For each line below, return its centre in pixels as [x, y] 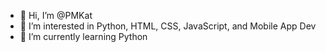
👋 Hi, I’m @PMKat [56, 15]
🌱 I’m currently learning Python [83, 36]
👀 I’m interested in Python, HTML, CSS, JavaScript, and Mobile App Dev [168, 26]
